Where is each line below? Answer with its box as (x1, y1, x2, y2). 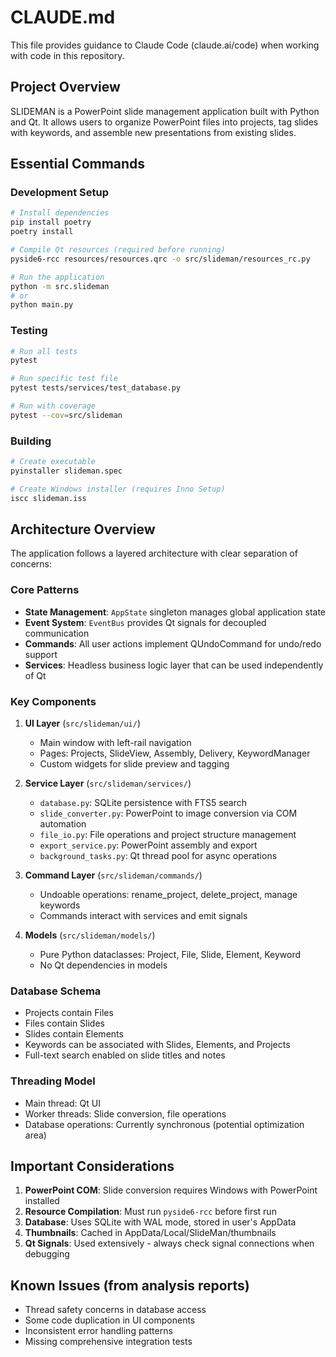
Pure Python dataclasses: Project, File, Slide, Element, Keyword (39, 949, 302, 961)
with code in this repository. (10, 49, 125, 61)
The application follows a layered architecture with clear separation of (10, 547, 298, 560)
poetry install (10, 227, 74, 237)
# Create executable (10, 457, 97, 467)
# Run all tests (10, 346, 78, 356)
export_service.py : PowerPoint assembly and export (39, 839, 258, 851)
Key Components (10, 694, 97, 708)
